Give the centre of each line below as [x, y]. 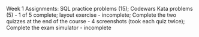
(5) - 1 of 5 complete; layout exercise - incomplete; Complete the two [91, 15]
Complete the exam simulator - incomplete [59, 27]
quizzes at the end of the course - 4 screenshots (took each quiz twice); [96, 21]
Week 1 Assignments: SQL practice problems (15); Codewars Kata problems [99, 9]
